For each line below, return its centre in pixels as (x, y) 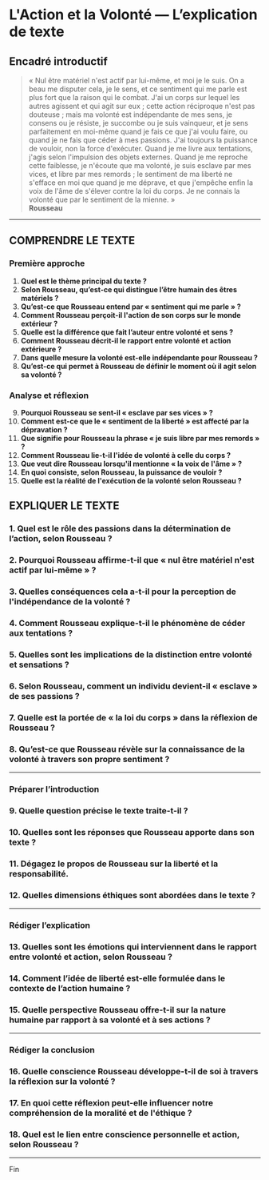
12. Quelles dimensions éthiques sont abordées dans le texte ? (133, 895)
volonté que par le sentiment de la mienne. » (102, 199)
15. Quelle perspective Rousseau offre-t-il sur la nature (118, 1009)
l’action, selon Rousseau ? (61, 539)
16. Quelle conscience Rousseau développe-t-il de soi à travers (134, 1072)
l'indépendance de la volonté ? (70, 602)
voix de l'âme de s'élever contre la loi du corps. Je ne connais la (134, 191)
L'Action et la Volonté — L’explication (133, 15)
